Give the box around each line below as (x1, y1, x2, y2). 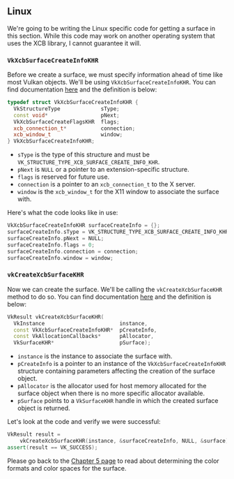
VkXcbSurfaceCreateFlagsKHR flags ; (13, 118, 120, 125)
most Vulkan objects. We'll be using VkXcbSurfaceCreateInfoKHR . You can (7, 78, 216, 87)
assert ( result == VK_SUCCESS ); (7, 443, 98, 451)
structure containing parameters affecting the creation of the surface (17, 367, 216, 376)
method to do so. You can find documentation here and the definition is (7, 293, 212, 301)
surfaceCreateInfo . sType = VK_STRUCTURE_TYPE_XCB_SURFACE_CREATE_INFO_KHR (7, 228, 229, 236)
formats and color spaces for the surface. (7, 464, 127, 472)
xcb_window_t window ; (13, 131, 123, 138)
